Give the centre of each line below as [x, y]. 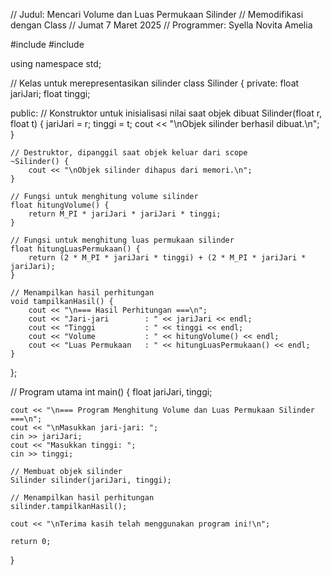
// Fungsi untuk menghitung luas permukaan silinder [122, 240]
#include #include [47, 44]
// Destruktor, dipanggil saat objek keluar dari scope [129, 153]
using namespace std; [56, 63]
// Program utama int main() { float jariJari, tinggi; [111, 392]
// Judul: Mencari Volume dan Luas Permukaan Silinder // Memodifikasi [157, 14]
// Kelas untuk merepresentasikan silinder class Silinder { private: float [155, 83]
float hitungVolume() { [60, 205]
